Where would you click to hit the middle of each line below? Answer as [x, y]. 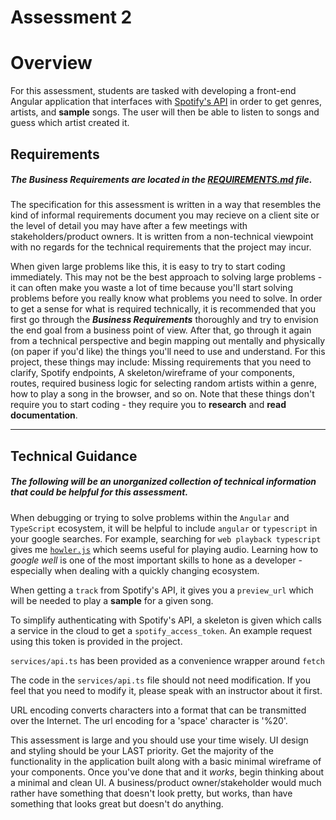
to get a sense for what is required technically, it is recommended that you [163, 309]
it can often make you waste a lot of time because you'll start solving [151, 288]
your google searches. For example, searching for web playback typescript [166, 538]
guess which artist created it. [70, 123]
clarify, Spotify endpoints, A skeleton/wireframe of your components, [152, 373]
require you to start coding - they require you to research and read [148, 405]
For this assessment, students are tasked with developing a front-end [153, 91]
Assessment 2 [71, 17]
